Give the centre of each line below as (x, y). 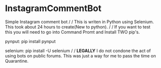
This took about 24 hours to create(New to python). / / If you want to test (78, 27)
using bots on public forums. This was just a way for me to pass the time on (80, 55)
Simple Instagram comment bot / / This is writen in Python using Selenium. (80, 22)
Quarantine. (17, 61)
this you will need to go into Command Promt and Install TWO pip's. (72, 32)
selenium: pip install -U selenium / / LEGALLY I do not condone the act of (78, 51)
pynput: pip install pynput (30, 41)
